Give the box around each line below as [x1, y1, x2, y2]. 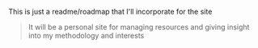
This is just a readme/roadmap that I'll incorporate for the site [8, 7, 213, 16]
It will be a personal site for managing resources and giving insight [27, 22, 250, 31]
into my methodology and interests [27, 31, 145, 40]
